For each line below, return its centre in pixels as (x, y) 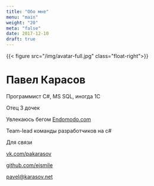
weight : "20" (22, 23)
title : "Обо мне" (28, 12)
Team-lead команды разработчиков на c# (59, 130)
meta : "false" (24, 28)
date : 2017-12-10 (28, 34)
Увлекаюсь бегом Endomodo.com (49, 119)
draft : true (21, 39)
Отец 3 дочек (23, 108)
